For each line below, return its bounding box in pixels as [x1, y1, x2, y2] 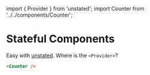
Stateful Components [6, 32, 115, 46]
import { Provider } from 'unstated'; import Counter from [6, 5, 145, 12]
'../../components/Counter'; [6, 11, 73, 18]
